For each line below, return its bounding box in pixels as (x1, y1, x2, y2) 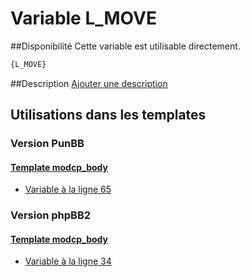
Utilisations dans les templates (10, 107, 207, 124)
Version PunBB (10, 137, 85, 151)
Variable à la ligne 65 (24, 183, 112, 196)
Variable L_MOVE (10, 7, 157, 30)
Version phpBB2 (10, 208, 92, 222)
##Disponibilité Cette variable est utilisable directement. (10, 40, 241, 52)
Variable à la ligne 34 (24, 255, 112, 267)
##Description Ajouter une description (10, 77, 168, 89)
